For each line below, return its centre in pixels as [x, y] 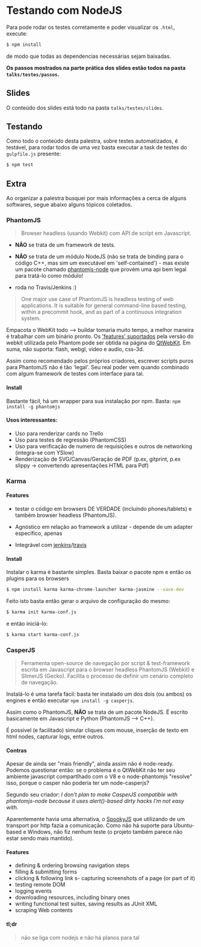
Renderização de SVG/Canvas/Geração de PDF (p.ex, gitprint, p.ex [98, 459]
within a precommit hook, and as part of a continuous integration [101, 312]
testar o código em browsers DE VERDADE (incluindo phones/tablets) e [103, 508]
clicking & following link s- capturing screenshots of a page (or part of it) [105, 878]
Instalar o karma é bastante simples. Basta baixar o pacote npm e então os [99, 572]
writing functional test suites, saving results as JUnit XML [86, 904]
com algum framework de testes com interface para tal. [75, 373]
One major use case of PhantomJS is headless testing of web [97, 299]
